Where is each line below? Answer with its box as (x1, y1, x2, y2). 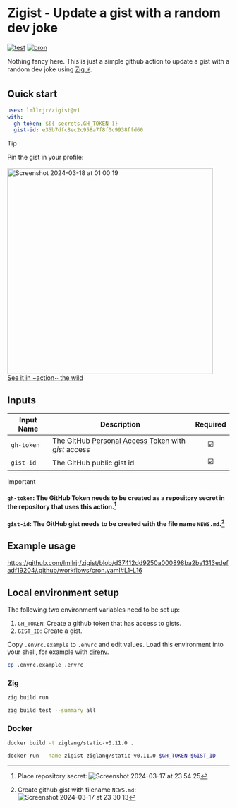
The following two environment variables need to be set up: (7, 605, 181, 614)
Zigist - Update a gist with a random (7, 5, 221, 21)
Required (195, 420, 226, 429)
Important (7, 477, 36, 486)
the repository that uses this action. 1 (7, 501, 117, 511)
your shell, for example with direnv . (7, 648, 109, 656)
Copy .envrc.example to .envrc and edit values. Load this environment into (7, 641, 224, 649)
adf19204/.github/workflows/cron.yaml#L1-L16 (7, 566, 143, 575)
